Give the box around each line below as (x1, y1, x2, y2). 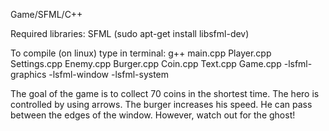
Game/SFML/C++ (10, 9, 83, 20)
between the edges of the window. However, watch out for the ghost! (10, 109, 296, 121)
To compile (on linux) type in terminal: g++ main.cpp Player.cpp (10, 47, 272, 59)
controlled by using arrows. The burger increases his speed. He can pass (10, 99, 313, 110)
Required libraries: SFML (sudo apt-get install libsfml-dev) (10, 28, 250, 39)
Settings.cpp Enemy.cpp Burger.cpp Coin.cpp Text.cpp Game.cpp (10, 58, 282, 69)
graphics (10, 69, 47, 80)
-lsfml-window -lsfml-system (48, 69, 170, 80)
